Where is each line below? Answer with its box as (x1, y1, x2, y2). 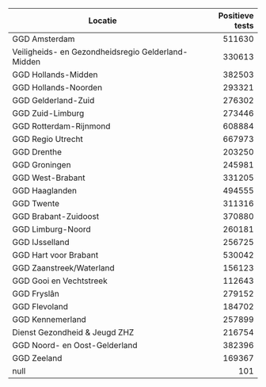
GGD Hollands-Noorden (12, 82, 103, 93)
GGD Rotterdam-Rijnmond (12, 121, 111, 132)
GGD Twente (12, 198, 60, 209)
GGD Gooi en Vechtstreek (12, 275, 108, 286)
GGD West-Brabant (12, 172, 85, 183)
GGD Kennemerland (12, 314, 87, 324)
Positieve (218, 10, 254, 21)
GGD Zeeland (12, 353, 63, 363)
